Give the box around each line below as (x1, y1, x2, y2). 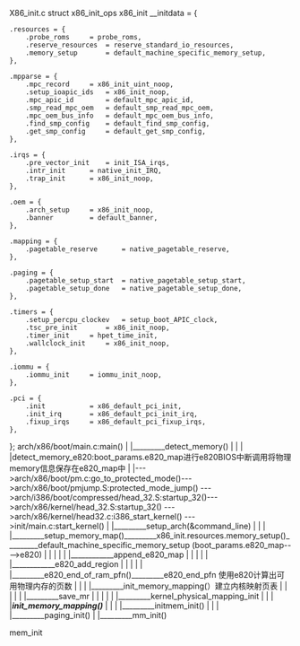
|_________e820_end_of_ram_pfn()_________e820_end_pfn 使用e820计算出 (9, 570, 278, 580)
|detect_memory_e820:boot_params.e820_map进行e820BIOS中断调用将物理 (9, 452, 292, 462)
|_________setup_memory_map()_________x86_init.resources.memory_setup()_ (9, 530, 290, 541)
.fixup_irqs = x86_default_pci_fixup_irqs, (25, 417, 206, 426)
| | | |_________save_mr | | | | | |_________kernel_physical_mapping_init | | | (9, 591, 274, 601)
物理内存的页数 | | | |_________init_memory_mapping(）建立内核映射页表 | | (16, 581, 288, 591)
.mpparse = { (9, 72, 58, 81)
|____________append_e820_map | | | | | (67, 549, 209, 560)
